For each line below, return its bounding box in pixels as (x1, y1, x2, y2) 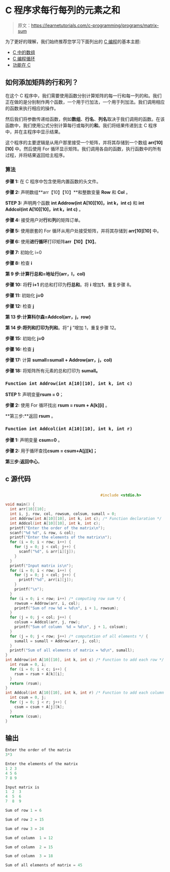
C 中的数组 (12, 49, 35, 55)
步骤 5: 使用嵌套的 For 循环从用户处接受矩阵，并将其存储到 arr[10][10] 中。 (5, 228, 162, 234)
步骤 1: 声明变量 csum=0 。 (5, 437, 63, 443)
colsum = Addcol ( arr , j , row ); (14, 620, 80, 625)
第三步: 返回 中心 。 (5, 458, 42, 464)
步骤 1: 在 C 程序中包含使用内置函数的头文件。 (5, 178, 101, 185)
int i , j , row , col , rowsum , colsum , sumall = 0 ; (10, 511, 116, 517)
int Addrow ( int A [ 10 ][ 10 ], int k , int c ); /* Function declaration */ (10, 516, 162, 521)
